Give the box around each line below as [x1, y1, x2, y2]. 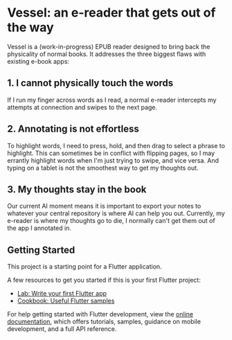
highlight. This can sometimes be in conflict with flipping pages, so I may [7, 149, 215, 157]
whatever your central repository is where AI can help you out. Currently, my [7, 209, 225, 217]
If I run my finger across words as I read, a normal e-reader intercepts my [7, 96, 217, 104]
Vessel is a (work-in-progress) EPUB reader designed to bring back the [7, 42, 211, 51]
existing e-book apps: [7, 57, 70, 65]
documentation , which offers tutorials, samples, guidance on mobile [7, 317, 201, 326]
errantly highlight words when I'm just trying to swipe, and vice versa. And [7, 156, 220, 164]
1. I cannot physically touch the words [7, 78, 174, 89]
